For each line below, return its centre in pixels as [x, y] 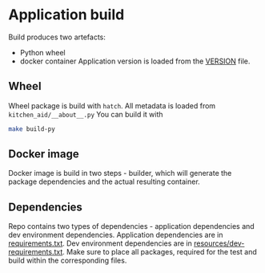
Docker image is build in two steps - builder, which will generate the [120, 173]
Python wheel [42, 52]
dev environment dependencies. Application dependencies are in [116, 235]
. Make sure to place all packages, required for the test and [160, 252]
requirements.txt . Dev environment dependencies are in [100, 243]
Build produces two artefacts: [57, 37]
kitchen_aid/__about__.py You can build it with [86, 114]
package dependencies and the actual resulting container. [104, 181]
